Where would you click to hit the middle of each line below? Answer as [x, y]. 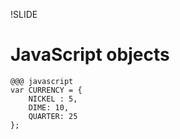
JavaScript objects [90, 55]
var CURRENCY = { [46, 90]
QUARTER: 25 [53, 116]
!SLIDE [24, 14]
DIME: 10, [49, 107]
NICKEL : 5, [53, 99]
